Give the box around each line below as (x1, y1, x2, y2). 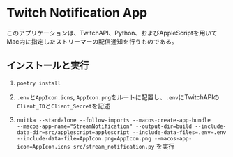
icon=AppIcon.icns (16, 143, 70, 150)
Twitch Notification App (6, 5, 148, 21)
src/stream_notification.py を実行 (73, 142, 175, 150)
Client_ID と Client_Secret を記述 (16, 101, 111, 110)
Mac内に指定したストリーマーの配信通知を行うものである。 (6, 37, 179, 46)
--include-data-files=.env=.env (132, 129, 227, 136)
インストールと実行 (6, 60, 89, 72)
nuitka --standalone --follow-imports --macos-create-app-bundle (16, 117, 211, 124)
